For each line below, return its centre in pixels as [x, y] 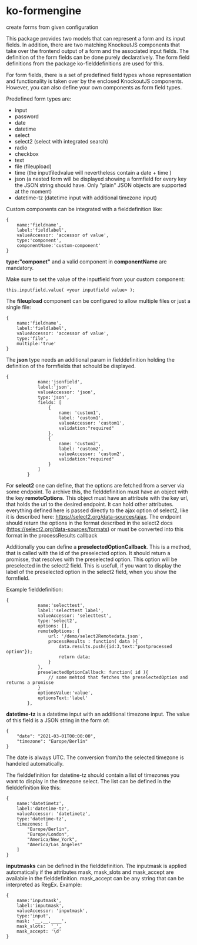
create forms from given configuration [52, 27]
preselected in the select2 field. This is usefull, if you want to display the [94, 565]
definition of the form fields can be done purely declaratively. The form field [98, 57]
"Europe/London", [48, 834]
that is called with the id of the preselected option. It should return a [88, 553]
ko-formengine [44, 11]
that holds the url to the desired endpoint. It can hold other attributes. [90, 504]
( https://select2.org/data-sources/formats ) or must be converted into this [95, 529]
